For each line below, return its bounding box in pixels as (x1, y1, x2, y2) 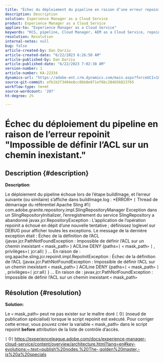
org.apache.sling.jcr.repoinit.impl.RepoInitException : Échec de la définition (5, 254, 156, 260)
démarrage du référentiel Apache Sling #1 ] (5, 202, 91, 208)
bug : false (5, 43, 27, 48)
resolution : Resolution (5, 35, 54, 40)
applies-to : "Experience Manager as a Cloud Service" (5, 25, 117, 30)
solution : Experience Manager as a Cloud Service (5, 16, 108, 21)
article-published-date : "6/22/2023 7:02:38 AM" (5, 61, 106, 66)
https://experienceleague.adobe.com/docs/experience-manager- (14, 336, 146, 342)
